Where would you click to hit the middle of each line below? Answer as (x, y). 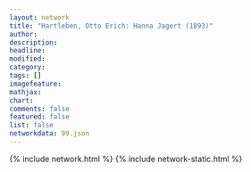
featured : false (39, 117)
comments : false (39, 109)
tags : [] (25, 76)
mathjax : (25, 92)
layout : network (39, 17)
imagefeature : (36, 84)
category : (28, 68)
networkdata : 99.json (50, 134)
